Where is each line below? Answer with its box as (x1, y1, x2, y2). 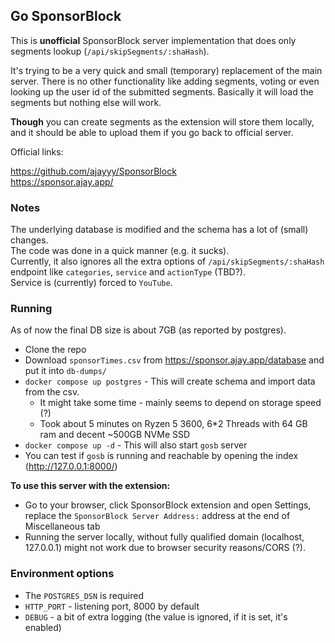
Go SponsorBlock (10, 8, 122, 25)
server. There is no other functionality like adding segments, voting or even (10, 75, 320, 87)
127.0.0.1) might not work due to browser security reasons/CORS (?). (24, 542, 306, 554)
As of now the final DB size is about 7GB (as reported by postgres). (10, 324, 287, 336)
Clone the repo (24, 344, 87, 356)
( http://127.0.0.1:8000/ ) (24, 460, 118, 473)
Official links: (10, 145, 64, 158)
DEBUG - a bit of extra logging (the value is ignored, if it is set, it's (24, 610, 288, 623)
